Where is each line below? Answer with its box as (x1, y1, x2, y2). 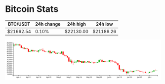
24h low (95, 21, 113, 27)
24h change (35, 21, 61, 27)
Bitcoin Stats (5, 3, 59, 15)
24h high (67, 21, 86, 27)
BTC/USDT (8, 21, 31, 27)
